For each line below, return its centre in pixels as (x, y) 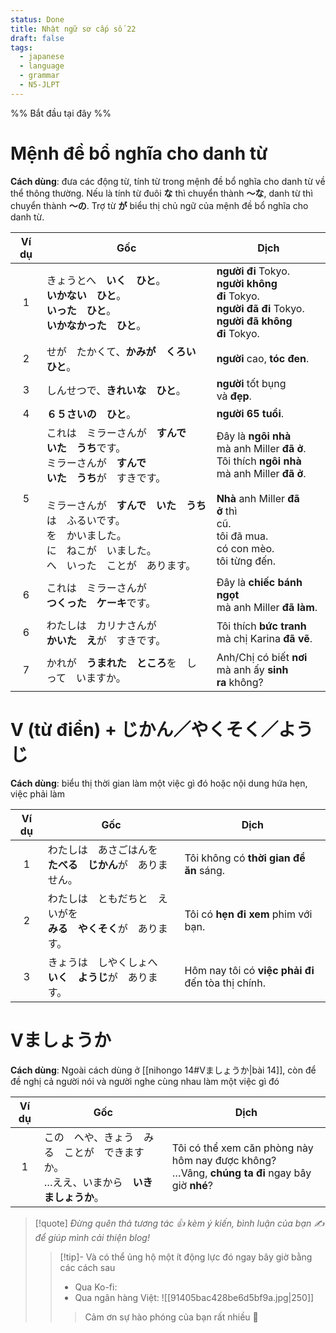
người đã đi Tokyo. (260, 308)
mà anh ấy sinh (252, 669)
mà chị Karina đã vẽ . (264, 638)
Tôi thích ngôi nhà (259, 461)
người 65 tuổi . (250, 413)
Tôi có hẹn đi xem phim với (248, 914)
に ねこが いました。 (101, 550)
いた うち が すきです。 (106, 478)
